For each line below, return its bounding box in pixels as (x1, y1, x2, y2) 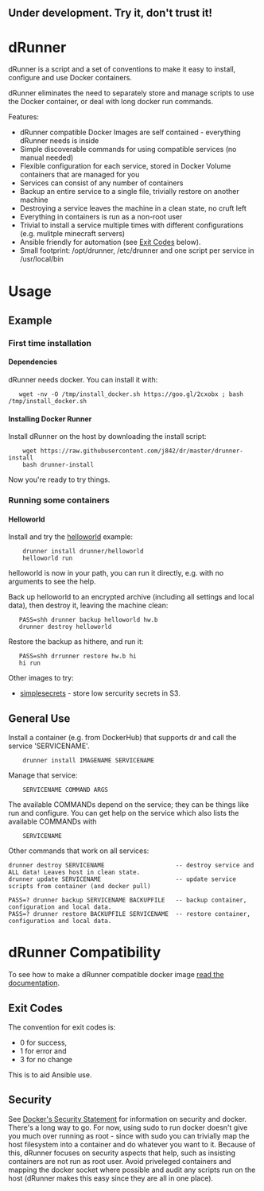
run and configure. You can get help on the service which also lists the (8, 809, 239, 818)
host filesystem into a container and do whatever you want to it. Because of (8, 1139, 256, 1149)
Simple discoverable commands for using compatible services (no (19, 145, 237, 154)
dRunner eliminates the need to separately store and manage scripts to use (8, 88, 254, 98)
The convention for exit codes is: (8, 1022, 116, 1032)
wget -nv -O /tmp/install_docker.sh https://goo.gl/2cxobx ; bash (18, 390, 244, 398)
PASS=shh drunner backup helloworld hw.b (18, 616, 158, 624)
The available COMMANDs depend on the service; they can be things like (8, 800, 249, 809)
